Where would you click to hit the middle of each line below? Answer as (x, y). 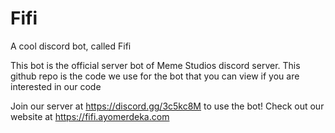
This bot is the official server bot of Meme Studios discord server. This (155, 65)
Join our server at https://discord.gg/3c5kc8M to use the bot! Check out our (167, 106)
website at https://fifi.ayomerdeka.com (90, 116)
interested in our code (56, 86)
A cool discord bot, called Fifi (71, 46)
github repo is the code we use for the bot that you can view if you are (155, 76)
